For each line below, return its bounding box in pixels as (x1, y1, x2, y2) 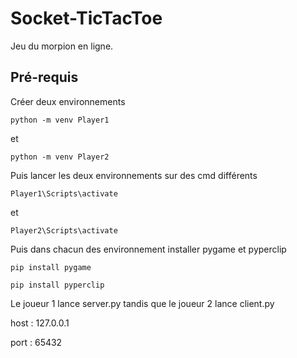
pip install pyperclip (10, 280, 105, 290)
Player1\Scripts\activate (10, 188, 118, 199)
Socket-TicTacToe (10, 7, 163, 30)
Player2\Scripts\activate (10, 225, 118, 236)
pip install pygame (10, 262, 92, 272)
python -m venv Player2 (10, 152, 110, 162)
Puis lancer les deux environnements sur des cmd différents (10, 169, 258, 181)
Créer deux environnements (10, 95, 126, 107)
